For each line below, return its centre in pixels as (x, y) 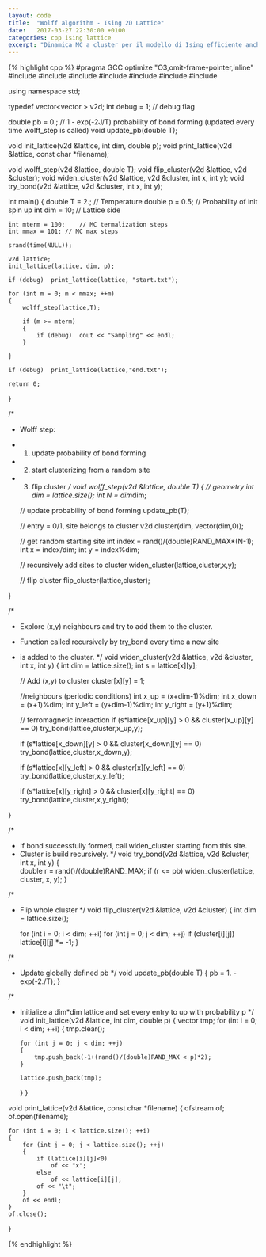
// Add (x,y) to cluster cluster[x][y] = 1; (82, 681)
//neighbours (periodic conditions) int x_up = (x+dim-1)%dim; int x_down (138, 696)
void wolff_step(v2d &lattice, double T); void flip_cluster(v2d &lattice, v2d (127, 170)
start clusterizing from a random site (91, 470)
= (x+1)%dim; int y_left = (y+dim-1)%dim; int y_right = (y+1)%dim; (126, 705)
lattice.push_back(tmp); (61, 1078)
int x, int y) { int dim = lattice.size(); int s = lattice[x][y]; (108, 665)
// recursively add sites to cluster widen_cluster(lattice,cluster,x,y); (128, 565)
